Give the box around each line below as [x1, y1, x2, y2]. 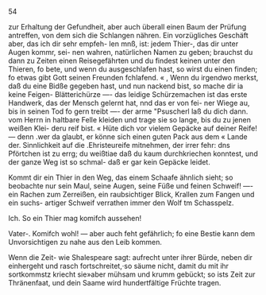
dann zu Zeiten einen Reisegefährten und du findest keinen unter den [8, 56, 236, 65]
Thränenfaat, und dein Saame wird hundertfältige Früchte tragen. [8, 278, 222, 287]
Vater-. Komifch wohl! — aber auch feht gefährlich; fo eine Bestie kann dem [8, 229, 256, 238]
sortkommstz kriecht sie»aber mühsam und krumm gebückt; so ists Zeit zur [8, 270, 256, 279]
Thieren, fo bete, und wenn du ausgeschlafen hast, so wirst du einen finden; [8, 64, 258, 74]
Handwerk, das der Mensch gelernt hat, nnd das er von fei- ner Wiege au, [8, 99, 250, 107]
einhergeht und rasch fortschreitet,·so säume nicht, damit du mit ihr [8, 262, 229, 270]
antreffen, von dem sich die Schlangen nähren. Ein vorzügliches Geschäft [8, 31, 249, 40]
